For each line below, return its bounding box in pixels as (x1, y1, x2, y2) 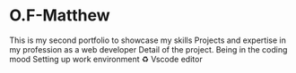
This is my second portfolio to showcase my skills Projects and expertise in (9, 35, 287, 45)
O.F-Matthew (9, 5, 110, 26)
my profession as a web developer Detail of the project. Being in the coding (9, 44, 288, 54)
